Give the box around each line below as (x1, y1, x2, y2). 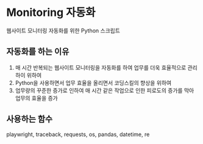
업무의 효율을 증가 (15, 94, 58, 101)
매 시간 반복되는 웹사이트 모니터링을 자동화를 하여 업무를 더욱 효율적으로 (15, 63, 187, 71)
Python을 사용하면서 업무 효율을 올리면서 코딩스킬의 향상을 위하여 (15, 79, 172, 86)
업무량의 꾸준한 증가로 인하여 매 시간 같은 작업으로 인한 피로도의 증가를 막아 (15, 87, 194, 94)
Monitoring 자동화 (6, 5, 96, 20)
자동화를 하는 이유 (6, 46, 69, 57)
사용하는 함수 (6, 114, 53, 124)
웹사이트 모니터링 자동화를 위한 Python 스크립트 (6, 27, 121, 34)
